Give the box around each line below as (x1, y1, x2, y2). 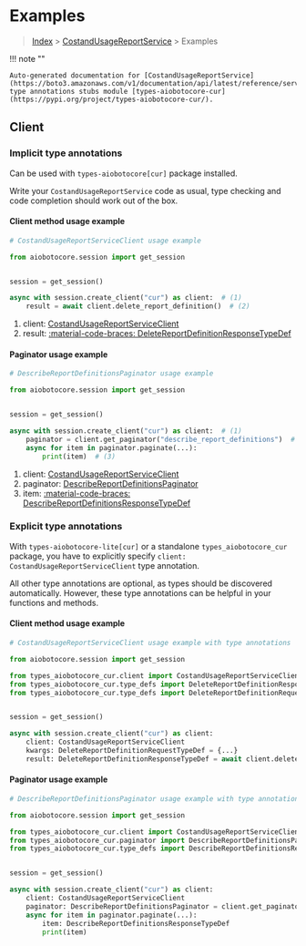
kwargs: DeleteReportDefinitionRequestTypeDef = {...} (25, 746, 239, 756)
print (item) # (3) (42, 452, 117, 461)
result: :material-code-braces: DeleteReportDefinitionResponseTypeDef (22, 328, 291, 339)
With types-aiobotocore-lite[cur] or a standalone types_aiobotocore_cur (9, 540, 288, 551)
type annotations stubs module (9, 87, 128, 96)
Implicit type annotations (9, 147, 123, 159)
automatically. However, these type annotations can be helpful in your (9, 587, 271, 598)
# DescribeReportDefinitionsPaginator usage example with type (9, 794, 255, 803)
